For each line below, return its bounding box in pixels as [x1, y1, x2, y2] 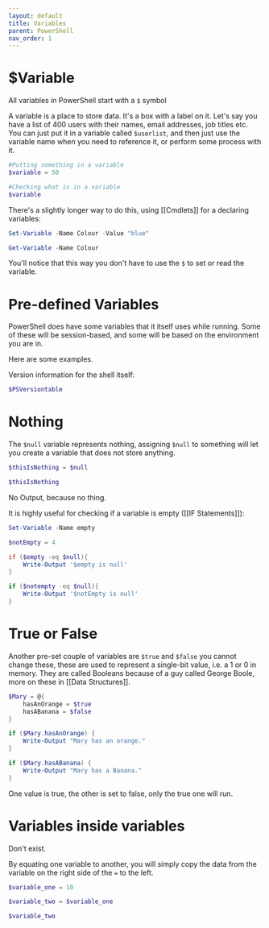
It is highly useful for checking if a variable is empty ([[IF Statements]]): [8, 508, 245, 518]
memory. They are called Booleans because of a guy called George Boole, [8, 668, 255, 677]
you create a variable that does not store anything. [8, 448, 176, 458]
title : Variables [8, 19, 67, 27]
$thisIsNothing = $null [8, 464, 89, 472]
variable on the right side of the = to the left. [8, 868, 154, 877]
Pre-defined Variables [8, 295, 159, 313]
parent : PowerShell [8, 27, 74, 35]
